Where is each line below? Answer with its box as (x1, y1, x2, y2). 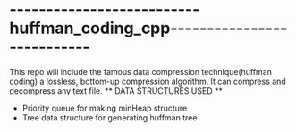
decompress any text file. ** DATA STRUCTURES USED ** (9, 85, 224, 96)
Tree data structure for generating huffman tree (21, 111, 198, 123)
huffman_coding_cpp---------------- (9, 18, 288, 38)
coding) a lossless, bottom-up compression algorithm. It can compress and (9, 76, 286, 87)
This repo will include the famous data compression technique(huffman (9, 66, 273, 77)
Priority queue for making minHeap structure (21, 103, 188, 113)
